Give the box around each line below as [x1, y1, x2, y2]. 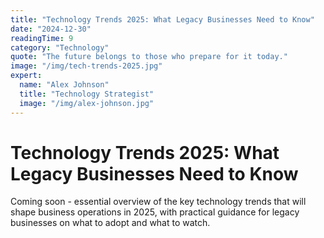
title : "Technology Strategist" [19, 89, 155, 99]
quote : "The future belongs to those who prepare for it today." [10, 52, 288, 62]
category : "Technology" [10, 42, 110, 53]
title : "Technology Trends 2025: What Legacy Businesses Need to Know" [10, 14, 315, 25]
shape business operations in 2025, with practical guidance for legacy [10, 206, 300, 218]
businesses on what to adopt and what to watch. [10, 217, 211, 229]
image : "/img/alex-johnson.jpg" [19, 98, 155, 108]
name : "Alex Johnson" [19, 80, 110, 90]
